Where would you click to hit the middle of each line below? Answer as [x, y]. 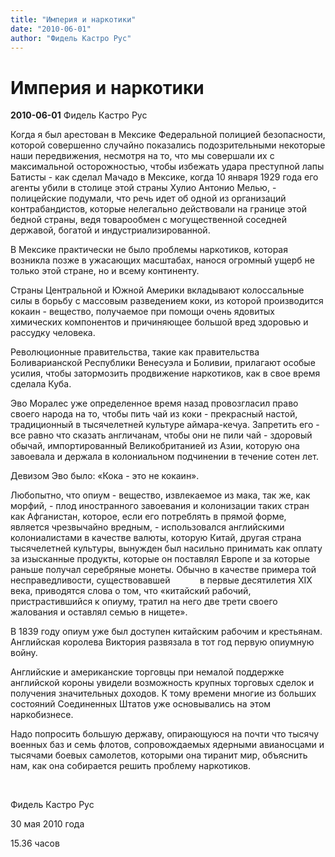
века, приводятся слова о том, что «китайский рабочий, [131, 591]
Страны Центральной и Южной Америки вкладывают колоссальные [157, 290]
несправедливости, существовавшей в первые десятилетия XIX [161, 580]
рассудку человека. [53, 333]
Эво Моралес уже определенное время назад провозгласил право [154, 403]
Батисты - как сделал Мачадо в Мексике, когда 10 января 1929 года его [164, 177]
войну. [24, 653]
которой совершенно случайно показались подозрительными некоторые [168, 145]
